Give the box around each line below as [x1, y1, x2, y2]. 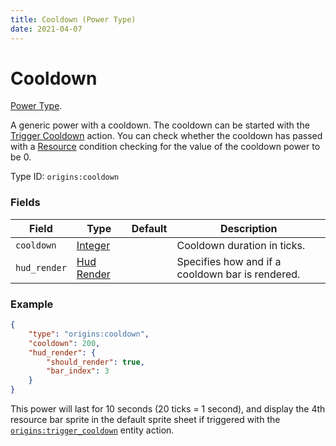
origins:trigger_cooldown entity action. [10, 424, 175, 436]
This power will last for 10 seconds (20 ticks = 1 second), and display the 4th [10, 403, 326, 415]
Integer [76, 238, 111, 252]
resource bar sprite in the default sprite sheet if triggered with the [10, 414, 281, 426]
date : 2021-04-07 [10, 24, 83, 34]
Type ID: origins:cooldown [10, 171, 120, 183]
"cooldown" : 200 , [28, 338, 101, 348]
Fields [10, 196, 41, 210]
